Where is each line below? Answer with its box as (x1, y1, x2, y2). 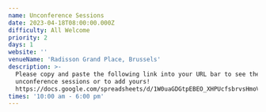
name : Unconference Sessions (8, 11, 104, 20)
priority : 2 (8, 33, 47, 42)
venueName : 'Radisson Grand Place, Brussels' (8, 56, 161, 64)
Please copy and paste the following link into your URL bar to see (15, 70, 246, 78)
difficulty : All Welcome (8, 26, 90, 34)
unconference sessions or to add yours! (15, 77, 150, 85)
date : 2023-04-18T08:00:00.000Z (8, 19, 115, 27)
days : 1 (8, 41, 34, 49)
